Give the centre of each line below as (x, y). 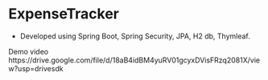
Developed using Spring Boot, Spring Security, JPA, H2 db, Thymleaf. (135, 36)
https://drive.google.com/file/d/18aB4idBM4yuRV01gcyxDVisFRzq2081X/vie (134, 60)
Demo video (29, 51)
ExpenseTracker (64, 14)
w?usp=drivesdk (36, 68)
